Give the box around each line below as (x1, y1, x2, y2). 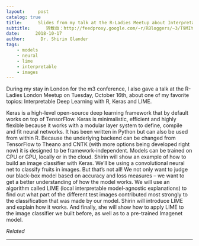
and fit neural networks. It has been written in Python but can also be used (6, 128, 188, 135)
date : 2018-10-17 (6, 31, 62, 37)
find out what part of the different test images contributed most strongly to (6, 191, 188, 198)
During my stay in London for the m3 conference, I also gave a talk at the (6, 85, 184, 92)
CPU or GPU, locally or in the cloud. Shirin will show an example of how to (6, 153, 187, 160)
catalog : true (6, 14, 41, 20)
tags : (6, 42, 20, 48)
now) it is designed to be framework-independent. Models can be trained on (6, 147, 192, 154)
